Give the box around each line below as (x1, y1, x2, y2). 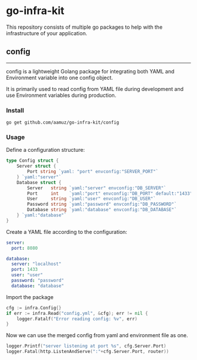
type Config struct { (6, 158, 59, 164)
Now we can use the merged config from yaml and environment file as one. (6, 332, 189, 339)
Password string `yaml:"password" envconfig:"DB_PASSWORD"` (27, 201, 177, 208)
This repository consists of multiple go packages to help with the (6, 23, 163, 30)
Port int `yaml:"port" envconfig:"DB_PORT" (27, 191, 154, 196)
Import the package (6, 293, 54, 300)
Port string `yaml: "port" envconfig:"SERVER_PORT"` (27, 169, 159, 175)
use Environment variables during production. (6, 91, 117, 99)
